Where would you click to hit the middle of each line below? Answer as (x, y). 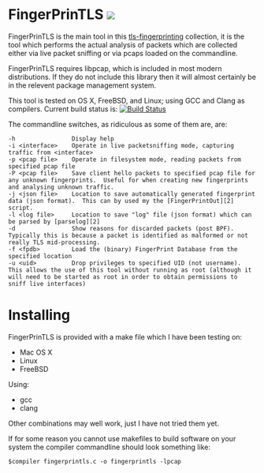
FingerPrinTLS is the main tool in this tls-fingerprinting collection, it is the (126, 36)
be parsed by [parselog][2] (54, 221)
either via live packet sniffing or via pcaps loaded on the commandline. (123, 53)
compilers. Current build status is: (63, 109)
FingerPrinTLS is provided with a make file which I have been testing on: (125, 336)
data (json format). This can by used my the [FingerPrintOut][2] (121, 201)
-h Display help (61, 139)
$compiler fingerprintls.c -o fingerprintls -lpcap (95, 461)
